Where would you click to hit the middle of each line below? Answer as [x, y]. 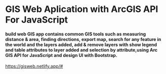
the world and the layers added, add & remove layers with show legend [81, 44]
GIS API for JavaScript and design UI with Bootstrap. [61, 55]
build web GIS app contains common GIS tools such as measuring [76, 34]
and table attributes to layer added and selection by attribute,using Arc [81, 50]
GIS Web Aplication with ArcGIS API [82, 9]
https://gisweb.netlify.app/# [34, 66]
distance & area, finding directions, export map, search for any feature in [83, 39]
